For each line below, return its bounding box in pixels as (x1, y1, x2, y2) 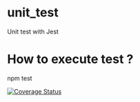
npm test (7, 74, 32, 82)
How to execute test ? (7, 51, 134, 67)
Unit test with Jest (7, 27, 59, 36)
